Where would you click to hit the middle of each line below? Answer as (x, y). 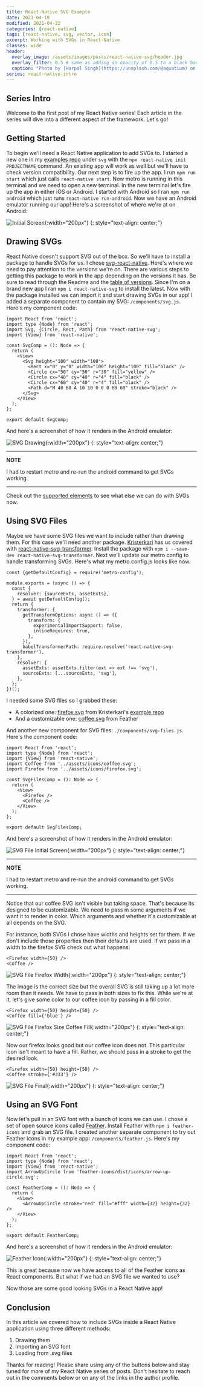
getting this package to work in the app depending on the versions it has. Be (101, 276)
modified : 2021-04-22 (34, 23)
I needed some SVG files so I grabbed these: (62, 700)
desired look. (23, 1058)
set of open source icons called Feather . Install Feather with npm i (88, 1126)
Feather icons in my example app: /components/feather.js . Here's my (93, 1139)
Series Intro (29, 98)
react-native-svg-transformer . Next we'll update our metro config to (103, 555)
